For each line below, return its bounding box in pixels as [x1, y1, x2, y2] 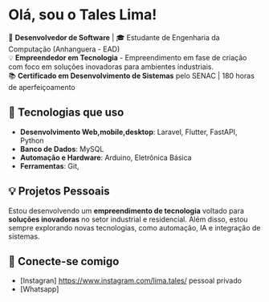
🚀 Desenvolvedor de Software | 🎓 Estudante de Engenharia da [8, 32, 220, 42]
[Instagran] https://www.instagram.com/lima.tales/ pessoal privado [19, 275, 243, 286]
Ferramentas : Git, [19, 161, 79, 170]
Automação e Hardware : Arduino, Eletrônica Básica [19, 153, 192, 162]
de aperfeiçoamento [8, 82, 76, 92]
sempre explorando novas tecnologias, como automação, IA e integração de [8, 222, 261, 232]
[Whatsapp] [19, 284, 59, 294]
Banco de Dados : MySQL [19, 144, 104, 153]
